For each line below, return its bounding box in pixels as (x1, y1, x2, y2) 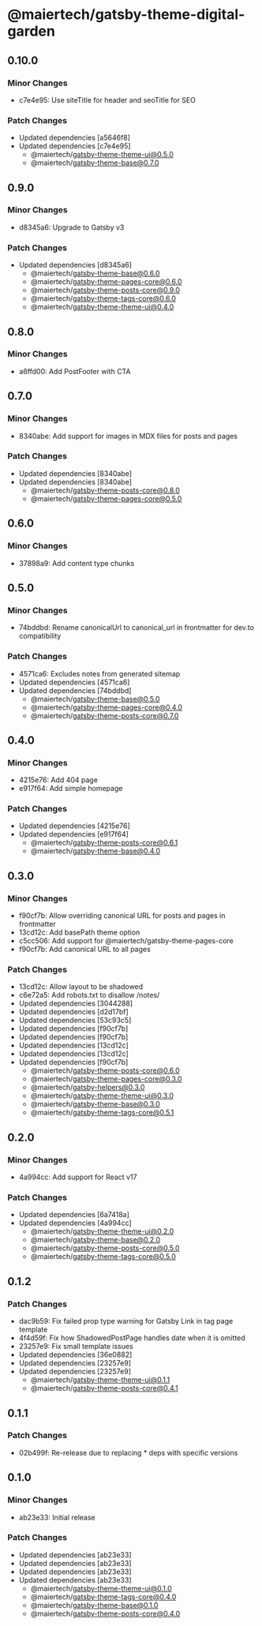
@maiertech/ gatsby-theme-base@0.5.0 (30, 694, 160, 703)
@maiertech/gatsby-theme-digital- (7, 6, 245, 24)
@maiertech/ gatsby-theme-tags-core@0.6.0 (30, 294, 177, 303)
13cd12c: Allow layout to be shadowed (18, 982, 144, 991)
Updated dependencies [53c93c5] (18, 1016, 132, 1025)
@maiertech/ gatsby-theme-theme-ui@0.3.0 (30, 1091, 174, 1100)
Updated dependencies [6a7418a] (18, 1210, 129, 1219)
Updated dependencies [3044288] (18, 998, 133, 1008)
